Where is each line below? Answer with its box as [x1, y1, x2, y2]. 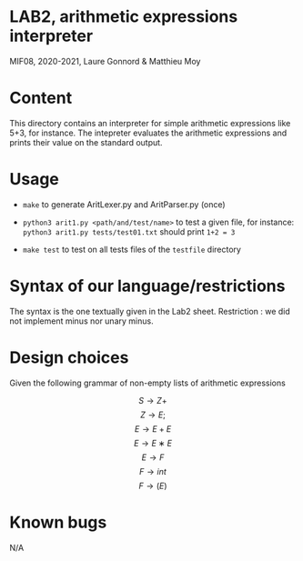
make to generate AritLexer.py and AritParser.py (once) [22, 198, 226, 210]
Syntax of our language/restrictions [9, 275, 286, 296]
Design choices [9, 347, 129, 367]
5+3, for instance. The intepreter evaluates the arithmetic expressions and [9, 127, 288, 138]
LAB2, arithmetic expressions [9, 6, 238, 27]
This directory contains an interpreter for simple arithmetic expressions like [9, 117, 291, 128]
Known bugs [9, 512, 107, 533]
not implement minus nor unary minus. [9, 316, 154, 326]
